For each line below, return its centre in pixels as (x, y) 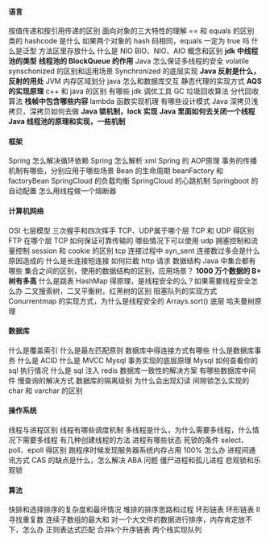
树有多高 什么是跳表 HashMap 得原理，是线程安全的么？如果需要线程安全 (130, 280)
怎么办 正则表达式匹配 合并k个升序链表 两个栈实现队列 (112, 530)
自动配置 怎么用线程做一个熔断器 (62, 191)
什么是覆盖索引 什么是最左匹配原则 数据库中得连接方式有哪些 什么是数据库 (131, 350)
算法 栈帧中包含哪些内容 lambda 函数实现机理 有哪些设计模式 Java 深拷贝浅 (133, 101)
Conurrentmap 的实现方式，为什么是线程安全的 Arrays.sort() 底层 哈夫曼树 (132, 300)
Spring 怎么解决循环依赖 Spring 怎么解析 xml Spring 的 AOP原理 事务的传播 (133, 161)
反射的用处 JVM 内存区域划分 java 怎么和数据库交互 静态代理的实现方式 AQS (135, 81)
